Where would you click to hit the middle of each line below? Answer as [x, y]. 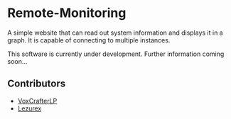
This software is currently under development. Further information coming [116, 54]
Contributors [37, 84]
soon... [17, 61]
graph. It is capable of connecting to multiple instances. [89, 40]
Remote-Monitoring [67, 13]
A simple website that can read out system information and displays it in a [115, 33]
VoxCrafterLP [37, 101]
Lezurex [29, 108]
